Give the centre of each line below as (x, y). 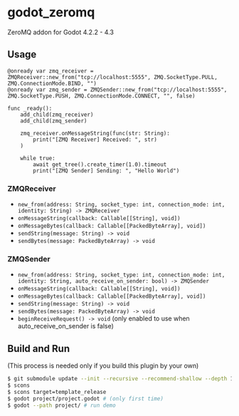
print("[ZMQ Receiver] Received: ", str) (95, 140)
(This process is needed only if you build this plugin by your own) (103, 366)
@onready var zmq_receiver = (51, 71)
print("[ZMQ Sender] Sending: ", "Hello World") (106, 171)
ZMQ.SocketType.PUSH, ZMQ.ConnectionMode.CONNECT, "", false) (101, 96)
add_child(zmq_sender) (54, 121)
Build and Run (38, 349)
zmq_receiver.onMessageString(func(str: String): (95, 133)
